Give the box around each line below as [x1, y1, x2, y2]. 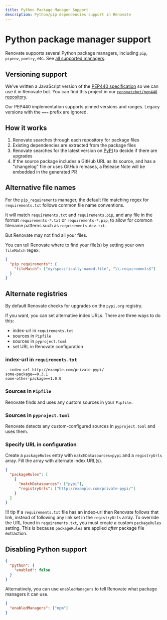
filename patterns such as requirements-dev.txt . [5, 222, 106, 228]
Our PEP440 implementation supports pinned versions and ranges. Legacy [5, 104, 160, 110]
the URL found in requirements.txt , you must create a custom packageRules [5, 520, 161, 526]
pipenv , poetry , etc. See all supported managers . [5, 56, 106, 62]
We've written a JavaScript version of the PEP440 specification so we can [5, 83, 159, 89]
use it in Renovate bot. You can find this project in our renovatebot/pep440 [5, 89, 157, 95]
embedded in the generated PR [12, 169, 77, 175]
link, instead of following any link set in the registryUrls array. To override [5, 515, 159, 521]
